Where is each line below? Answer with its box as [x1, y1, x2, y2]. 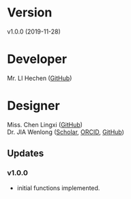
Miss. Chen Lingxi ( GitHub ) [7, 120, 83, 129]
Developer [7, 51, 67, 67]
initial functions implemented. [16, 183, 100, 192]
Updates [7, 148, 44, 159]
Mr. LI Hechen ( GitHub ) [7, 74, 72, 82]
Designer [7, 98, 60, 114]
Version [7, 5, 53, 21]
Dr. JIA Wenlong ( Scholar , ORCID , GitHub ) [7, 128, 125, 136]
